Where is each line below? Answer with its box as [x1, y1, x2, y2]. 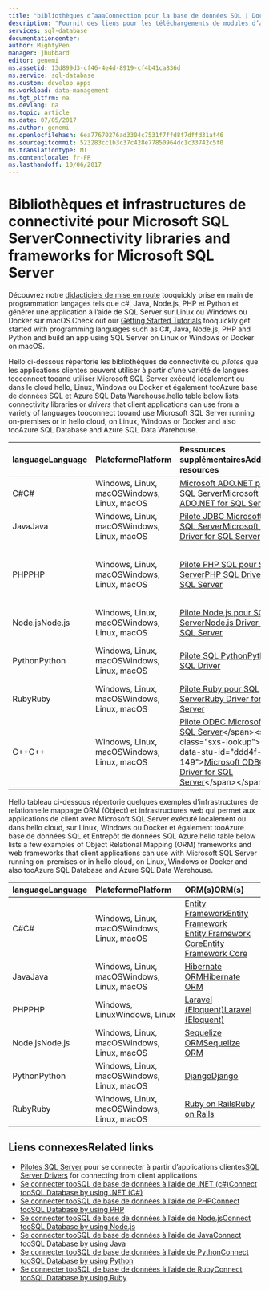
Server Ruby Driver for [179, 693, 262, 704]
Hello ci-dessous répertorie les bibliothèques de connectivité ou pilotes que [8, 357, 259, 367]
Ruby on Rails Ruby [184, 1098, 255, 1109]
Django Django [184, 1070, 239, 1081]
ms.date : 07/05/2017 [8, 116, 78, 124]
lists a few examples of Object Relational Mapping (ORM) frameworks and [8, 840, 252, 850]
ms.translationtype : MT [8, 146, 88, 154]
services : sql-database [8, 26, 88, 34]
